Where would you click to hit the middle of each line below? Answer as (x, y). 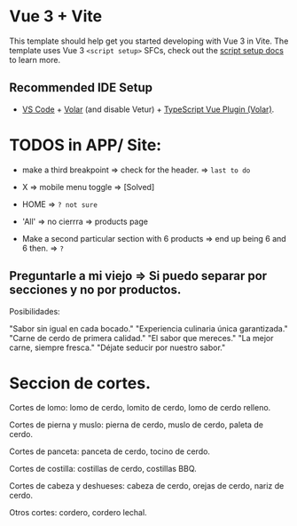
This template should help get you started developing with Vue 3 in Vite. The (149, 41)
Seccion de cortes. (80, 383)
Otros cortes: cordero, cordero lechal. (78, 513)
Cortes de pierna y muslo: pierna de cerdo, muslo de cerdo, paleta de (137, 425)
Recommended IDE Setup (81, 88)
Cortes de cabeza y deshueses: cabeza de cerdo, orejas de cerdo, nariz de (147, 486)
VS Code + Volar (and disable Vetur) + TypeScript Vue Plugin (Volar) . (148, 109)
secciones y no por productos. (95, 290)
